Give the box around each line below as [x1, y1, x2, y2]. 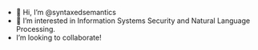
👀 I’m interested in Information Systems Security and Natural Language [15, 16, 251, 25]
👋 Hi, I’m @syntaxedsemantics [15, 8, 116, 17]
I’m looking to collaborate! [15, 33, 102, 42]
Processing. [15, 25, 56, 33]
